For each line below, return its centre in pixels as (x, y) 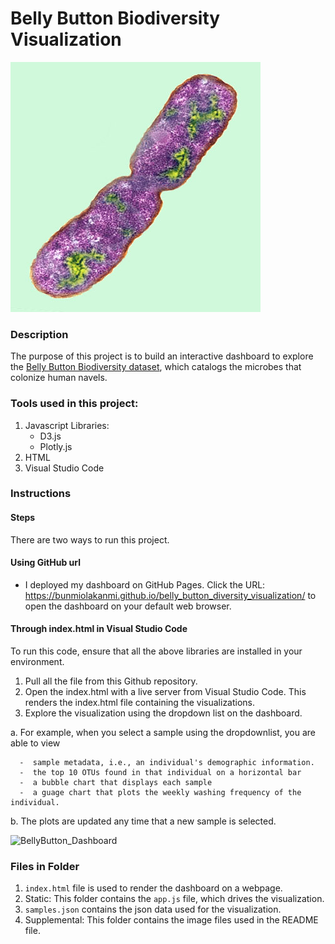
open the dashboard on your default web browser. (128, 606)
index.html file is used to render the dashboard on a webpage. (153, 888)
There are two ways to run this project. (90, 539)
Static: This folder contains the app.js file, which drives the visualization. (174, 899)
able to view (35, 743)
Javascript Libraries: (67, 425)
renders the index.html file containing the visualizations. (140, 703)
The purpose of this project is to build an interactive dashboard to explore (162, 356)
